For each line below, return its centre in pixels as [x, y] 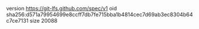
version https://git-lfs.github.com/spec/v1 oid [62, 8]
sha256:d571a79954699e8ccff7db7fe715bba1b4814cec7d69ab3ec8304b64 [100, 14]
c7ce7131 [17, 21]
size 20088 [43, 21]
